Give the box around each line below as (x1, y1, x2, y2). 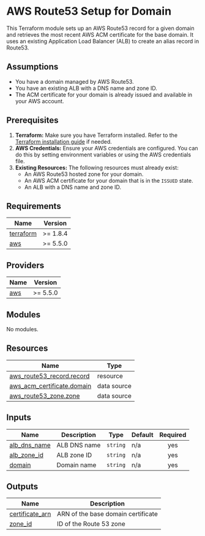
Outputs (6, 482, 39, 492)
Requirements (6, 200, 61, 211)
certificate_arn (9, 510, 51, 518)
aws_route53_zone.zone (9, 391, 80, 400)
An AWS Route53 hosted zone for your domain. (24, 170, 144, 178)
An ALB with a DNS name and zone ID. (24, 183, 121, 191)
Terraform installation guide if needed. (15, 138, 112, 145)
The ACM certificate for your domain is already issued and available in (15, 90, 193, 98)
